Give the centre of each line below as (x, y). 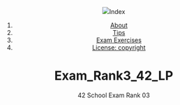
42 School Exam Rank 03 (114, 95)
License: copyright (119, 48)
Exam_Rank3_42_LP (114, 76)
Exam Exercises (119, 40)
